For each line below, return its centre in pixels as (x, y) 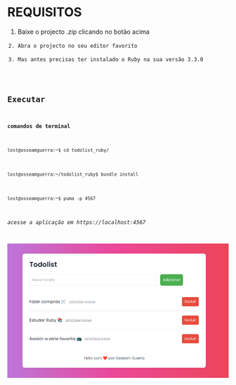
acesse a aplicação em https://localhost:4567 (77, 222)
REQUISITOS (45, 12)
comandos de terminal (39, 126)
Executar (26, 99)
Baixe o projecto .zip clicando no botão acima (83, 32)
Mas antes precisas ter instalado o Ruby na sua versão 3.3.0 (110, 59)
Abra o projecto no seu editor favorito (77, 46)
